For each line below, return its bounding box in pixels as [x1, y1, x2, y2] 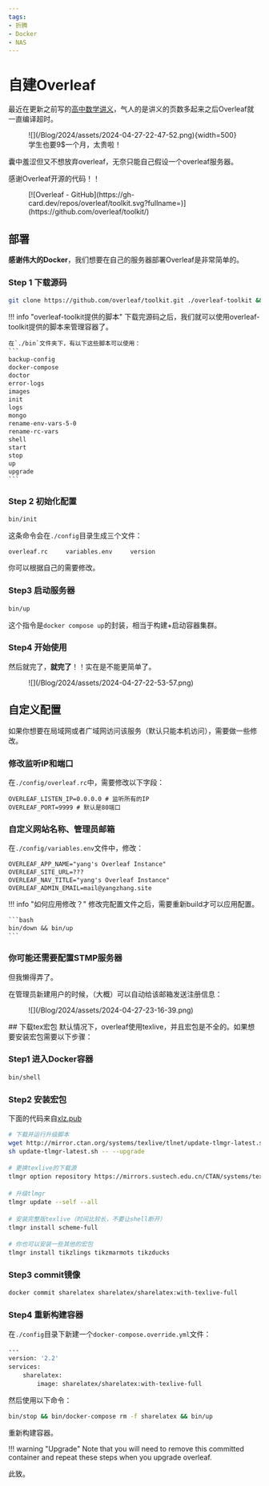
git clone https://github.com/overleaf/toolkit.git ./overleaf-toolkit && [8, 296, 263, 304]
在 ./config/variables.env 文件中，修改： [8, 844, 144, 853]
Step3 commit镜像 [8, 1270, 81, 1281]
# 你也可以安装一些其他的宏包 [8, 1240, 94, 1249]
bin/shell [8, 1073, 42, 1081]
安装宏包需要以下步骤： [14, 1032, 93, 1041]
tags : [8, 13, 26, 21]
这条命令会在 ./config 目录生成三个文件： [8, 531, 143, 541]
